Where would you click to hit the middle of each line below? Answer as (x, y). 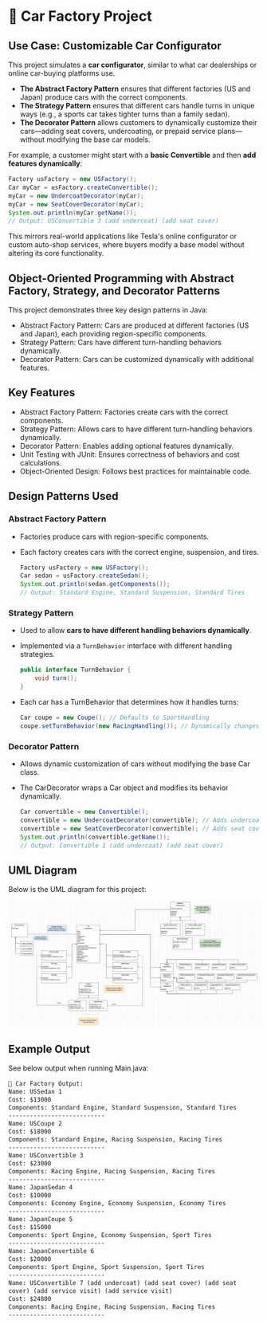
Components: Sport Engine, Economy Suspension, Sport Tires (110, 1236)
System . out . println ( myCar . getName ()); (73, 213)
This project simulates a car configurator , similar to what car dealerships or (133, 65)
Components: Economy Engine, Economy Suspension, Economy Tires (117, 1204)
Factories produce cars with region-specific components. (114, 536)
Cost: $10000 (30, 1196)
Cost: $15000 (30, 1228)
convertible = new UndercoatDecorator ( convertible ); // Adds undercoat (141, 820)
